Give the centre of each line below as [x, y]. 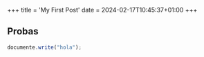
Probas [23, 31]
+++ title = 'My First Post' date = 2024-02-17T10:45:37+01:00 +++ [102, 10]
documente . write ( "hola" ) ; [44, 47]
